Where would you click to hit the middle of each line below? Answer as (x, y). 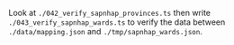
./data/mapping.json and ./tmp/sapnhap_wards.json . (106, 31)
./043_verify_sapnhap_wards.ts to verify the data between (117, 22)
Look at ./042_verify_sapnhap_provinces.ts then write (109, 13)
